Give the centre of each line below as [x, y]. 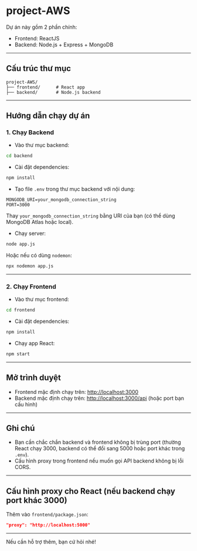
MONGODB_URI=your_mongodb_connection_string [61, 200]
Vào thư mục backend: [42, 145]
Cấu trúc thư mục [39, 69]
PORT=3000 [18, 205]
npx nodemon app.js [30, 266]
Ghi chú [21, 428]
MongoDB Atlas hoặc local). [40, 222]
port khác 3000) [37, 500]
